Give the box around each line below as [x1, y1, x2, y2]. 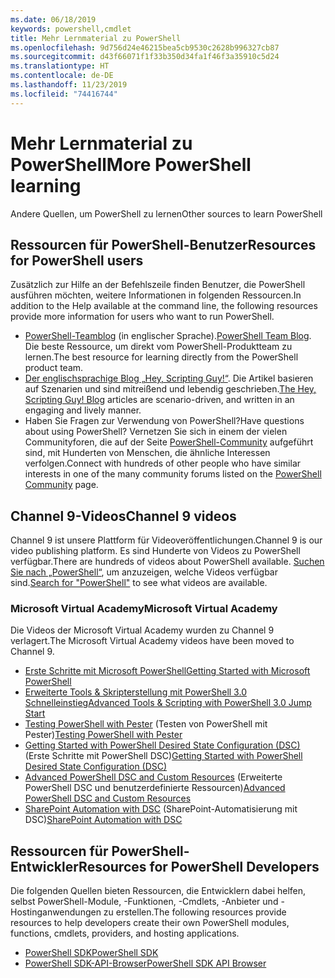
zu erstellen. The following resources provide [103, 906, 287, 918]
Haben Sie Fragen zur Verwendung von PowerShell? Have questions [24, 415, 305, 427]
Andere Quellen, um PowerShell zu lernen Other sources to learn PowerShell [10, 207, 323, 220]
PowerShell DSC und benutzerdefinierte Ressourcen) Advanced [24, 782, 286, 794]
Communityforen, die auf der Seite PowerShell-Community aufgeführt [24, 436, 314, 448]
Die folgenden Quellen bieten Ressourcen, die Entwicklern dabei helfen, [10, 885, 307, 897]
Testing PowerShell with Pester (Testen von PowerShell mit [24, 718, 268, 730]
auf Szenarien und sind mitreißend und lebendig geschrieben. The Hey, [24, 383, 317, 395]
